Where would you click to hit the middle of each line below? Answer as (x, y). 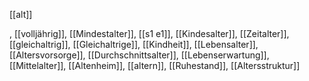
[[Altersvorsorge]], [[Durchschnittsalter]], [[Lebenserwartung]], (139, 55)
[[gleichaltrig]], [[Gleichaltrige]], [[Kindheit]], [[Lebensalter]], (134, 44)
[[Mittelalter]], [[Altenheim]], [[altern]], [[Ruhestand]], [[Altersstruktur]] (155, 65)
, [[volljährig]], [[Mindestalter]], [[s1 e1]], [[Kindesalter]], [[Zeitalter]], (149, 33)
